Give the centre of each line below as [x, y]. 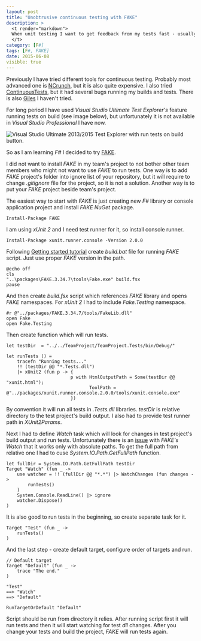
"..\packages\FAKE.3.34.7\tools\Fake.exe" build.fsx [73, 279]
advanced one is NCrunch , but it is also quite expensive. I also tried [89, 85]
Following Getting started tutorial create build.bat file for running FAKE [93, 251]
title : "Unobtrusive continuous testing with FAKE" [72, 17]
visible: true [24, 62]
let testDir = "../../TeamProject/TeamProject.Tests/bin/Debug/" [91, 345]
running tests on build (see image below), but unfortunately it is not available [100, 116]
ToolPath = [103, 387]
